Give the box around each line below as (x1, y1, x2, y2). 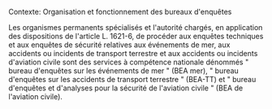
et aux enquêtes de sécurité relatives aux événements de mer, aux (8, 40, 231, 50)
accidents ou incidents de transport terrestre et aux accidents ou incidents (8, 49, 258, 58)
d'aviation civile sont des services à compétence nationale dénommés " (8, 57, 249, 67)
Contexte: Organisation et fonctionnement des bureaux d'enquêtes (8, 7, 232, 16)
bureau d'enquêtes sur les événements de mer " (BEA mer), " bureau (8, 66, 240, 76)
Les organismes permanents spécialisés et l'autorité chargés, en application (8, 23, 263, 32)
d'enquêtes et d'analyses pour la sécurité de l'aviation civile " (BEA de (8, 83, 244, 93)
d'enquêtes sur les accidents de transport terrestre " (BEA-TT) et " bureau (8, 75, 257, 84)
